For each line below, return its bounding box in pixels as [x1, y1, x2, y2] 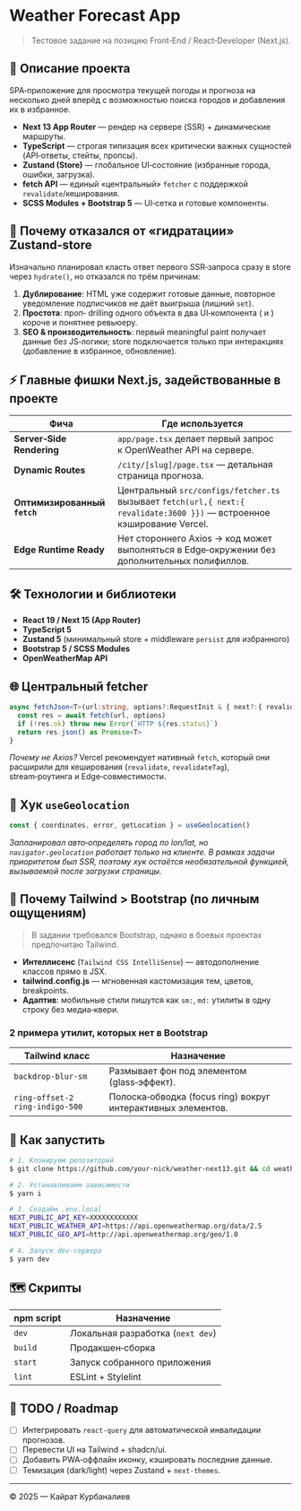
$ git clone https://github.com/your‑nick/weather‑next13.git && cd [9, 1164, 271, 1173]
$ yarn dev [9, 1255, 50, 1264]
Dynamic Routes [13, 464, 86, 476]
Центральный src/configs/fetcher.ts [117, 484, 280, 497]
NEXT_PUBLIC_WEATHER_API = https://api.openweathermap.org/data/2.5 [9, 1221, 262, 1231]
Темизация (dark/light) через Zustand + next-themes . [21, 1464, 221, 1475]
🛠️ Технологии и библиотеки [9, 586, 176, 602]
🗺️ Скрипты [9, 1281, 82, 1296]
